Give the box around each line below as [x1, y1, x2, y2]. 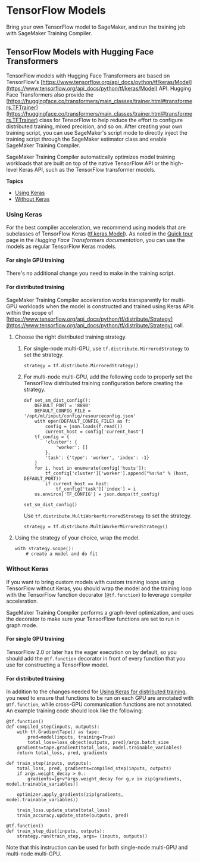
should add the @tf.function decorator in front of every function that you [6, 655, 186, 662]
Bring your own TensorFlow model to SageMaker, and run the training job [6, 23, 186, 30]
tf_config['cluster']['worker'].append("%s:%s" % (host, [45, 470, 189, 477]
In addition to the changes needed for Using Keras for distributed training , [6, 688, 187, 695]
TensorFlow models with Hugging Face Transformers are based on [6, 72, 170, 79]
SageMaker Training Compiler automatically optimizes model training [6, 153, 176, 160]
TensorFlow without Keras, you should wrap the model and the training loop [6, 585, 192, 592]
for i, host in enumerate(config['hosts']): [35, 466, 147, 472]
